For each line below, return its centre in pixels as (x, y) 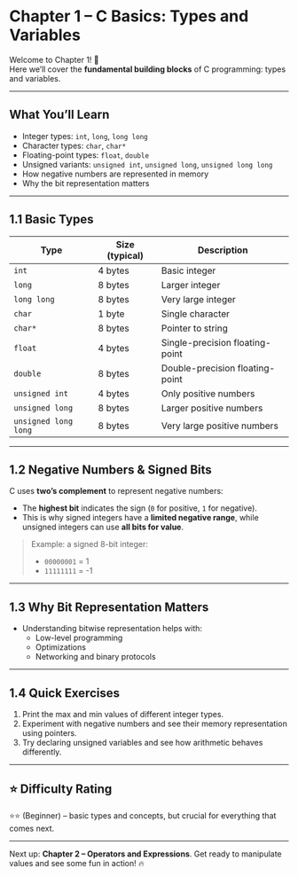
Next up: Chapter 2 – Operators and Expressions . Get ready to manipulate (145, 854)
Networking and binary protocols (96, 657)
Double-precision (198, 368)
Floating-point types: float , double (85, 155)
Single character (196, 314)
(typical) (125, 255)
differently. (42, 752)
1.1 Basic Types (51, 219)
